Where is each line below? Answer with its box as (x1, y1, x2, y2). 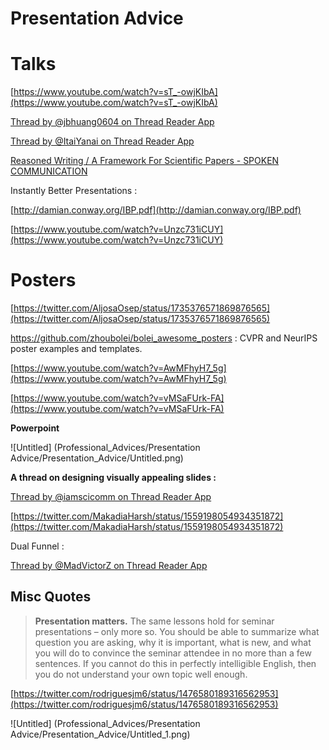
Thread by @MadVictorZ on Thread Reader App (10, 560, 208, 572)
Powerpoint (10, 422, 60, 434)
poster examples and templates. (10, 343, 143, 355)
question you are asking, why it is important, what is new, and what (34, 636, 312, 648)
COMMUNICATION (10, 165, 88, 177)
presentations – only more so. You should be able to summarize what (34, 625, 320, 637)
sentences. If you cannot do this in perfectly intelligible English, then (34, 657, 317, 669)
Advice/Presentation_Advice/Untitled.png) (10, 452, 184, 464)
